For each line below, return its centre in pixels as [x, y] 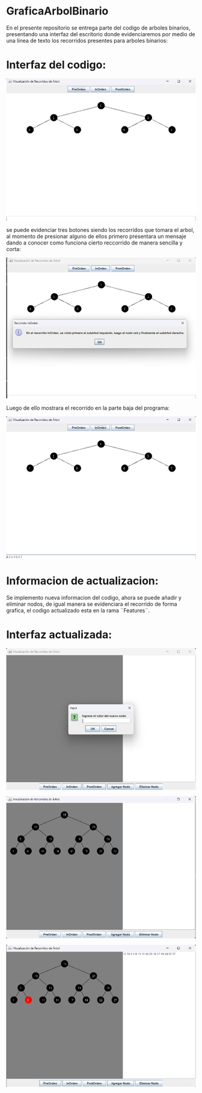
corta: [14, 249]
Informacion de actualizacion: [82, 581]
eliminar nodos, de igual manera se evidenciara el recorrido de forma [92, 604]
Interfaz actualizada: [59, 635]
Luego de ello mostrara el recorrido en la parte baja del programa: [88, 408]
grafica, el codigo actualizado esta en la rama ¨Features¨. [78, 611]
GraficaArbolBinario [57, 11]
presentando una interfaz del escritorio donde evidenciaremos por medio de [101, 34]
